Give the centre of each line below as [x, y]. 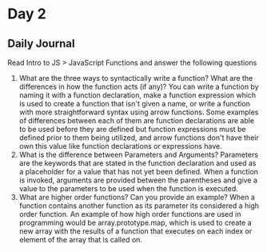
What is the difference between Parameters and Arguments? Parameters [139, 154]
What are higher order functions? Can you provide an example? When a [137, 197]
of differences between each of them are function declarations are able [137, 120]
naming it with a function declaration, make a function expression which [137, 95]
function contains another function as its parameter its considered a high [139, 206]
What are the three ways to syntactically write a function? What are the [136, 78]
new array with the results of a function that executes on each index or [135, 231]
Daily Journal [41, 44]
